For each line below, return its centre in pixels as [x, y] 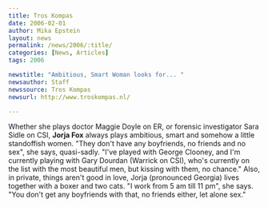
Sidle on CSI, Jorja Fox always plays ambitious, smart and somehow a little [132, 135]
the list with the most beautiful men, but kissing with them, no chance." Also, [134, 169]
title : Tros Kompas [41, 16]
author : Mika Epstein [44, 30]
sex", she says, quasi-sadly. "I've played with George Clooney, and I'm [124, 152]
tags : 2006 [26, 61]
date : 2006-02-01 [37, 23]
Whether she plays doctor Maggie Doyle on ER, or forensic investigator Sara [134, 127]
